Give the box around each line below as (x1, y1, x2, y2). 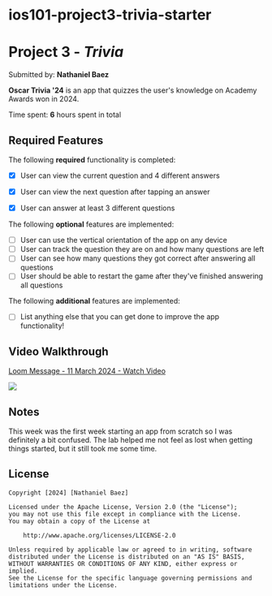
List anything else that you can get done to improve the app (19, 312, 220, 322)
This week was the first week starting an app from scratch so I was (8, 426, 233, 436)
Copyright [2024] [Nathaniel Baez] (8, 489, 129, 497)
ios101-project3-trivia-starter (8, 6, 212, 24)
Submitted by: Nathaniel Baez (8, 70, 110, 80)
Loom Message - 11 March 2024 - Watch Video (8, 366, 166, 376)
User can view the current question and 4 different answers (19, 171, 221, 180)
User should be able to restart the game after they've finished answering (19, 271, 264, 281)
